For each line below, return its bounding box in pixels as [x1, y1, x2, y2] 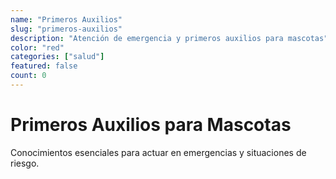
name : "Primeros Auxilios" [10, 14, 123, 25]
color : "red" [10, 42, 65, 53]
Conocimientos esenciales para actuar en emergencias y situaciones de [10, 146, 307, 158]
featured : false [10, 61, 78, 71]
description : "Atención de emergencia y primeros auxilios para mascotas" [10, 33, 329, 43]
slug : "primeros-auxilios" [10, 24, 123, 34]
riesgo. [10, 157, 40, 169]
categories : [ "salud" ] [10, 52, 105, 62]
